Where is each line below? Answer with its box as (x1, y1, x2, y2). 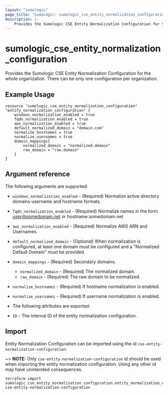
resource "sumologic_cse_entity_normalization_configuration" (5, 104, 137, 109)
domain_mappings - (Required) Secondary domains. (12, 258, 116, 264)
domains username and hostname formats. (12, 198, 101, 204)
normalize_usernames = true (14, 134, 72, 139)
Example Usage (5, 90, 55, 98)
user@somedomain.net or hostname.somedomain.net (12, 213, 123, 219)
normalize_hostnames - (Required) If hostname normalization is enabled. (12, 283, 160, 289)
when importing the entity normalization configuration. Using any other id (5, 361, 156, 367)
